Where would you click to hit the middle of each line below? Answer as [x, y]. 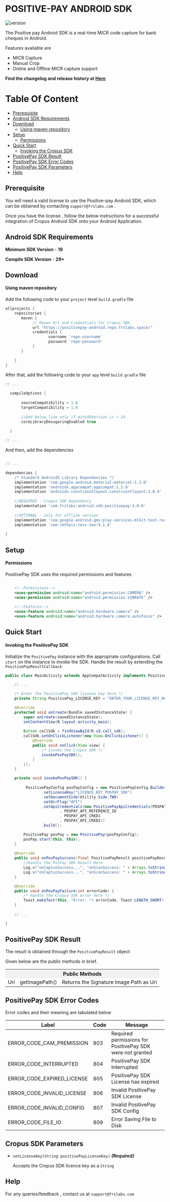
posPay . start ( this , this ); [52, 839]
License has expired [135, 1082]
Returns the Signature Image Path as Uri [110, 982]
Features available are [28, 48]
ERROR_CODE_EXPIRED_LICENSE [48, 1079]
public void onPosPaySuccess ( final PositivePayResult [72, 858]
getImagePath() [38, 982]
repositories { [30, 313]
